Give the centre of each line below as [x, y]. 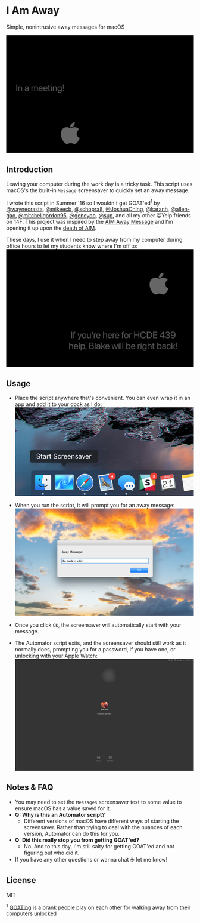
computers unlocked [32, 913]
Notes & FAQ [30, 788]
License [21, 880]
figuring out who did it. [51, 853]
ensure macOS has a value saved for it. [63, 808]
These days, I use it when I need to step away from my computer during [94, 240]
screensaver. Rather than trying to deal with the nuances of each [103, 827]
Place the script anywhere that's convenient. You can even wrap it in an [102, 398]
